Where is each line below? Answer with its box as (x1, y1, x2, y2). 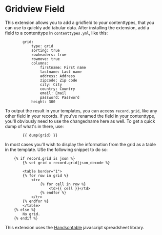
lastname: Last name (40, 69, 82, 74)
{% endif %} (14, 216, 38, 221)
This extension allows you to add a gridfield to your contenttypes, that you (5, 20, 155, 25)
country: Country (40, 86, 76, 91)
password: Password (40, 95, 80, 100)
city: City (40, 82, 62, 87)
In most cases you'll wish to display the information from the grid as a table (5, 141, 156, 147)
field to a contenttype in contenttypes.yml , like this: (5, 30, 108, 36)
